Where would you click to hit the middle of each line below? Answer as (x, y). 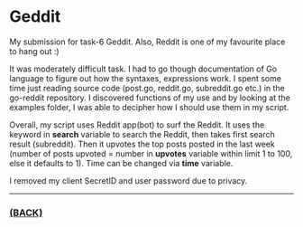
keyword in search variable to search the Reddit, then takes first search (142, 134)
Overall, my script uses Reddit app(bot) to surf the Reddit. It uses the (137, 125)
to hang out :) (35, 51)
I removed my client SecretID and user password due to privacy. (129, 180)
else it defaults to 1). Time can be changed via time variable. (121, 163)
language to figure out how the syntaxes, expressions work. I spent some (146, 78)
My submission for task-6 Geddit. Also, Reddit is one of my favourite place (147, 42)
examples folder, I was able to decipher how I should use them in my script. (149, 107)
